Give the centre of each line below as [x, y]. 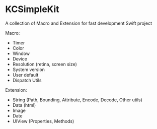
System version [29, 70]
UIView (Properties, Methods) [43, 121]
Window [21, 53]
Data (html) [24, 105]
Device [20, 58]
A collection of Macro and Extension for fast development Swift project [79, 23]
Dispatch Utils [27, 80]
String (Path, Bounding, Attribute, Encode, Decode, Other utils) [77, 100]
